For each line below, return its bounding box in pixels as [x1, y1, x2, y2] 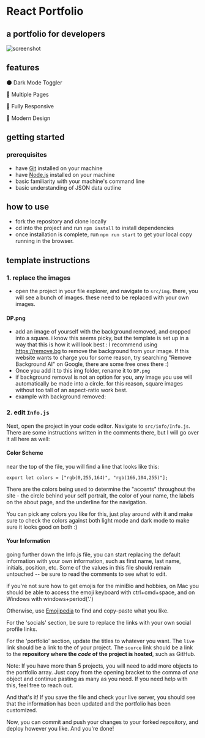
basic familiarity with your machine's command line [15, 177, 145, 185]
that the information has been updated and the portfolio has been [6, 699, 171, 707]
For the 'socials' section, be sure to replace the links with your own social [6, 619, 192, 626]
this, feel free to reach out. [6, 681, 73, 689]
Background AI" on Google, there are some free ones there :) [15, 360, 170, 368]
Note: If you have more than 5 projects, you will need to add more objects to [6, 662, 198, 669]
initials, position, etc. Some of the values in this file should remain [6, 564, 171, 571]
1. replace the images [6, 274, 71, 282]
